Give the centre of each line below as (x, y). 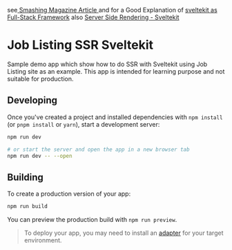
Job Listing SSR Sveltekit (80, 45)
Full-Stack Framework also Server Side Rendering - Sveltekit (93, 17)
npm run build (28, 207)
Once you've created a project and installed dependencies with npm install (115, 117)
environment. (43, 240)
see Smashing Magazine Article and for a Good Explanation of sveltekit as (112, 10)
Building (25, 177)
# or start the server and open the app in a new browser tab (98, 149)
